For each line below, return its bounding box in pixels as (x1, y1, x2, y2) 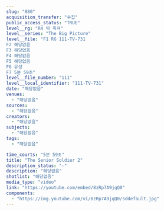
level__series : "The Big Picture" (6, 31, 91, 37)
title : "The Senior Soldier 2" (6, 157, 83, 163)
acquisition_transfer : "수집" (6, 14, 78, 20)
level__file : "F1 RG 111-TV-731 (6, 36, 86, 42)
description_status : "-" (6, 162, 67, 169)
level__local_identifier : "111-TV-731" (6, 81, 104, 87)
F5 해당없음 (6, 58, 31, 64)
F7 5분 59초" (6, 69, 36, 75)
